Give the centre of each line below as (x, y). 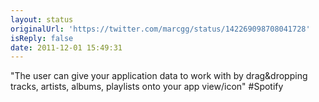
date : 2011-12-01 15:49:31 (66, 47)
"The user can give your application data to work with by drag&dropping (159, 76)
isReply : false (42, 38)
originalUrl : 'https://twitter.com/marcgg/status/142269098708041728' (160, 29)
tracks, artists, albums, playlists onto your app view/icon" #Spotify (147, 87)
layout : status (42, 19)
